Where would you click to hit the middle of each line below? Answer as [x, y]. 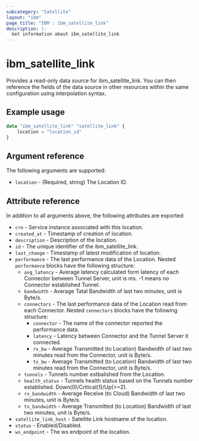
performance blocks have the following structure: [75, 266]
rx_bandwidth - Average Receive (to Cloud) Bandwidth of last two [104, 393]
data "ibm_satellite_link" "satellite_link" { [66, 126]
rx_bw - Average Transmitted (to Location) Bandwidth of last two [112, 349]
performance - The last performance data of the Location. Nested [95, 259]
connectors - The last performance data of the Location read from [106, 304]
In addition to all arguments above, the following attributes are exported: [96, 216]
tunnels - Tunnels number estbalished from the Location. [95, 374]
